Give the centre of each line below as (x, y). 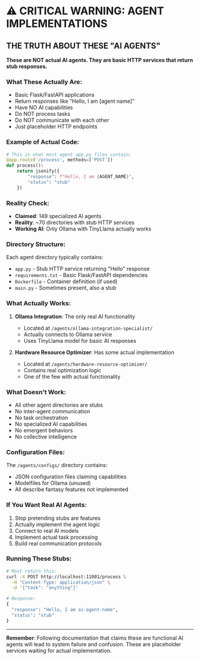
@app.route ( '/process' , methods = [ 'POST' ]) (60, 160)
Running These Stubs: (39, 558)
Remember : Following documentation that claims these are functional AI (95, 638)
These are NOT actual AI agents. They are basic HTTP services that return (100, 60)
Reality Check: (28, 203)
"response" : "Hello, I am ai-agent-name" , (65, 610)
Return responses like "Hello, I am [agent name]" (75, 101)
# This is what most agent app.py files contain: (69, 154)
